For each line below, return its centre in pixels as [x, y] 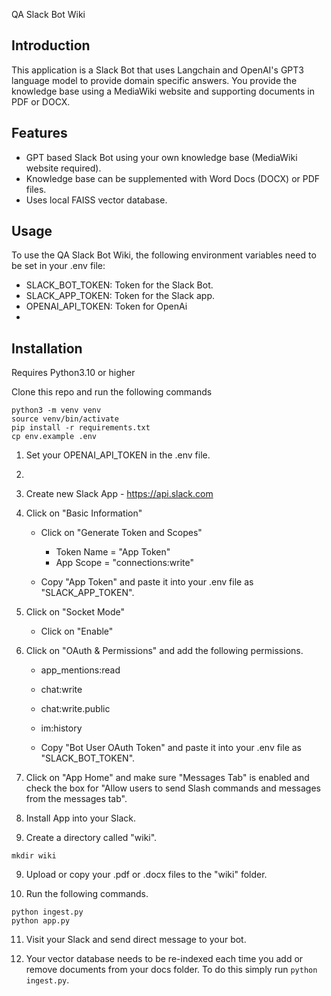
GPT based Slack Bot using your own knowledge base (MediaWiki [161, 157]
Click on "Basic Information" [84, 513]
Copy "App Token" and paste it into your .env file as [147, 582]
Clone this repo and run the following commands [112, 392]
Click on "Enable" [77, 631]
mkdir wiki [34, 856]
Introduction [51, 45]
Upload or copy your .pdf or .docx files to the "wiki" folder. [146, 875]
